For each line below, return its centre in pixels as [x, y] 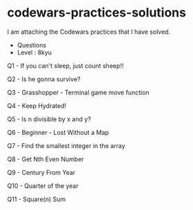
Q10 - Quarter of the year [43, 186]
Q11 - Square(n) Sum [37, 199]
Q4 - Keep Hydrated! [37, 105]
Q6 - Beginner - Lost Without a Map [58, 132]
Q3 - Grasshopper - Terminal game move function [78, 92]
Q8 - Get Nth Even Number [45, 159]
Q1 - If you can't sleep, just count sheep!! [65, 65]
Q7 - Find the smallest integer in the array [66, 145]
